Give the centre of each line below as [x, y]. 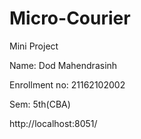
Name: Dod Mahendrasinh [63, 65]
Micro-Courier [70, 18]
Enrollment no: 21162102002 [67, 84]
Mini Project [34, 46]
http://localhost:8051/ [53, 123]
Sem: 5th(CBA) [40, 104]
